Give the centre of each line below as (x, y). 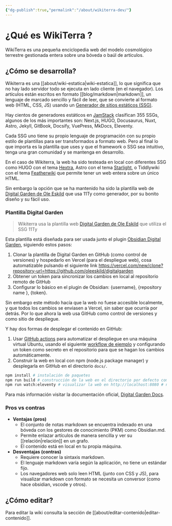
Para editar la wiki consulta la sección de (48, 513)
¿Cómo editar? (29, 500)
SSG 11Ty (27, 229)
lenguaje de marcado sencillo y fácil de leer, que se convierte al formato (81, 100)
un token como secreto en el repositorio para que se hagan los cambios (89, 349)
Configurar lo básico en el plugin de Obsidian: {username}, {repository (87, 287)
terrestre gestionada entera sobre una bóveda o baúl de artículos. (75, 55)
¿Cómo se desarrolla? (41, 71)
